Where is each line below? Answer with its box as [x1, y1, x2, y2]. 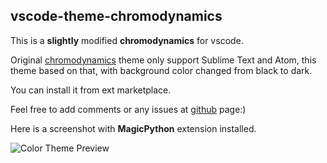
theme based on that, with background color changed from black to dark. [10, 64, 313, 76]
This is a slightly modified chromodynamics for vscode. [10, 34, 244, 46]
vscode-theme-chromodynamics [10, 8, 223, 25]
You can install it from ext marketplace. [10, 84, 172, 96]
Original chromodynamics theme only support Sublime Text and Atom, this [10, 54, 317, 66]
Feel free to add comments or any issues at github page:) [10, 103, 247, 115]
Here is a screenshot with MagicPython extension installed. [10, 122, 257, 134]
